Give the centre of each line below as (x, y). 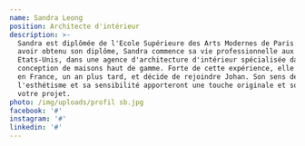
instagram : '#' (38, 119)
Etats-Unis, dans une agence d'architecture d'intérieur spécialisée (152, 60)
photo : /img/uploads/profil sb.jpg (77, 102)
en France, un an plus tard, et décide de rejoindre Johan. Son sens (152, 77)
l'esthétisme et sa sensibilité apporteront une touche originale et (152, 85)
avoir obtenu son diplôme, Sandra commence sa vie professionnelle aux (156, 52)
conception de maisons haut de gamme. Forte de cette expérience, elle (156, 69)
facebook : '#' (36, 111)
